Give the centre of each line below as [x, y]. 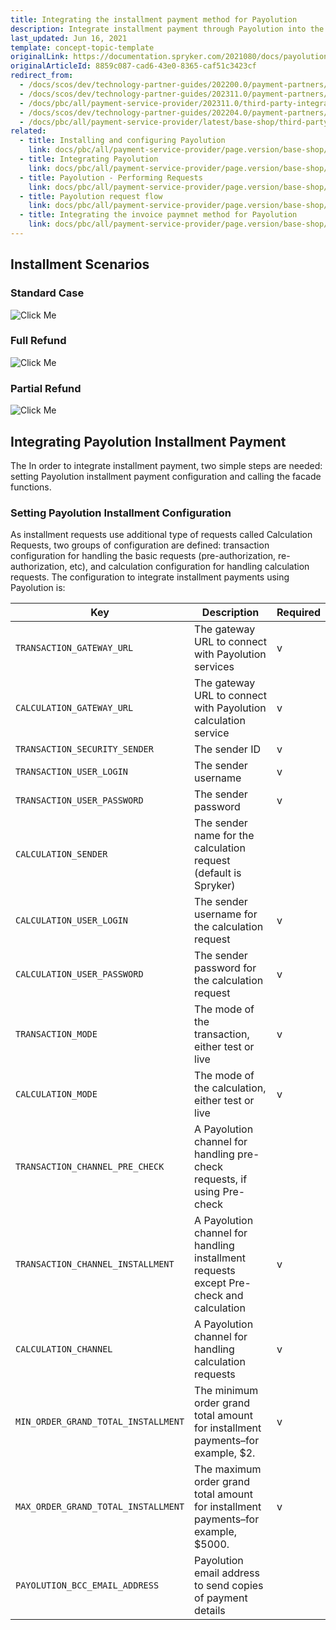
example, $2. [225, 1453]
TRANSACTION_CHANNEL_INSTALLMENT [95, 1264]
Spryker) [215, 886]
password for [225, 968]
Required [298, 613]
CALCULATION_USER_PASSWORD [79, 974]
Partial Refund [46, 388]
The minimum [226, 1391]
